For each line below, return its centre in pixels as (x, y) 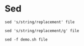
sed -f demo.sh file (26, 39)
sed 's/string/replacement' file (40, 22)
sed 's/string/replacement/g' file (42, 30)
